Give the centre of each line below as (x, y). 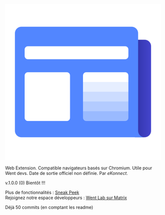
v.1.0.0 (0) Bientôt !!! (25, 183)
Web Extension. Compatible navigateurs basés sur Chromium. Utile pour (79, 168)
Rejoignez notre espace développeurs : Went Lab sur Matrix (66, 198)
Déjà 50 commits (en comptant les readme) (49, 207)
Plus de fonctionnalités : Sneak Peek (42, 192)
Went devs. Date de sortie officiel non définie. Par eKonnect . (67, 173)
